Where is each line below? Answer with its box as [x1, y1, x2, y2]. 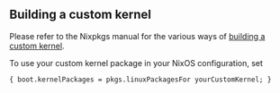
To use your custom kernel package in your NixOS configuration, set [9, 57, 264, 68]
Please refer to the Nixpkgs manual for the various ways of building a [9, 30, 266, 41]
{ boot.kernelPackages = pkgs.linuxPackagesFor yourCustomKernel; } [9, 75, 272, 84]
